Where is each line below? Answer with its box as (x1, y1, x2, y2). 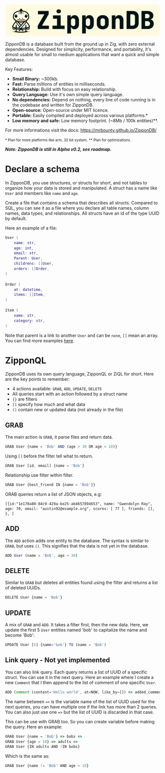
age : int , (14, 246, 34, 251)
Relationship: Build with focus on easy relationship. (12, 86, 117, 92)
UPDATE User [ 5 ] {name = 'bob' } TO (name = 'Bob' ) (5, 643, 107, 647)
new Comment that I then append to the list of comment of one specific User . (5, 679, 157, 685)
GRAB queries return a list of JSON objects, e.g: (5, 491, 102, 497)
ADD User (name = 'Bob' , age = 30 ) (5, 553, 78, 558)
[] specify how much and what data (12, 401, 85, 408)
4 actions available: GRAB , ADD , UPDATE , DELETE (12, 386, 102, 392)
